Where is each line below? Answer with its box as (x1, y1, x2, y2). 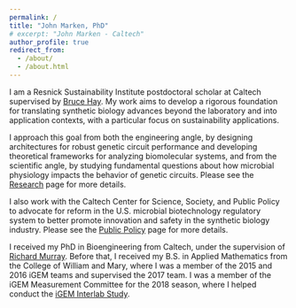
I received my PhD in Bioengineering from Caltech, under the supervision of (9, 241, 285, 252)
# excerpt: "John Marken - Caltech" (9, 29, 144, 38)
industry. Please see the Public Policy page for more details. (9, 224, 229, 235)
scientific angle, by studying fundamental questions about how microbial (9, 160, 275, 171)
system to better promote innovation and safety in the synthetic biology (9, 214, 270, 226)
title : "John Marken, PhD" (9, 21, 109, 30)
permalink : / (9, 12, 58, 22)
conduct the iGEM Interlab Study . (9, 289, 130, 299)
